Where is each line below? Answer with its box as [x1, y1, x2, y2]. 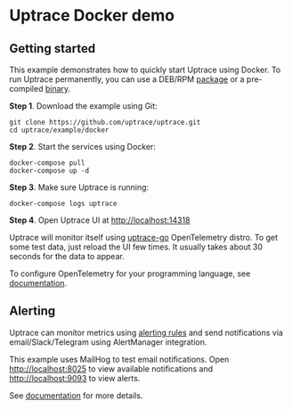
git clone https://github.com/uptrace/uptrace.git [9, 118, 201, 127]
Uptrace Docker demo [9, 5, 175, 26]
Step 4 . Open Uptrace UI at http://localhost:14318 [9, 215, 191, 225]
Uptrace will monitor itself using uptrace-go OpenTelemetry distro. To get [9, 233, 279, 242]
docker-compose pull [9, 159, 86, 168]
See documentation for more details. [9, 389, 143, 401]
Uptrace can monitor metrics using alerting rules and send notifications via [9, 327, 283, 338]
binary [45, 84, 69, 94]
